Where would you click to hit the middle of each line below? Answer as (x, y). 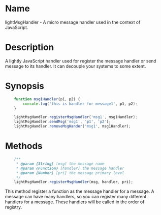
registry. (14, 207)
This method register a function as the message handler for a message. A (80, 191)
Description (30, 47)
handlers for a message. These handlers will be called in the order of (75, 202)
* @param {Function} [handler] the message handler (70, 168)
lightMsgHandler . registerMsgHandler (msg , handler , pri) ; (74, 182)
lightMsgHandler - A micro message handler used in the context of (73, 22)
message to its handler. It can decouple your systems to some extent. (76, 66)
